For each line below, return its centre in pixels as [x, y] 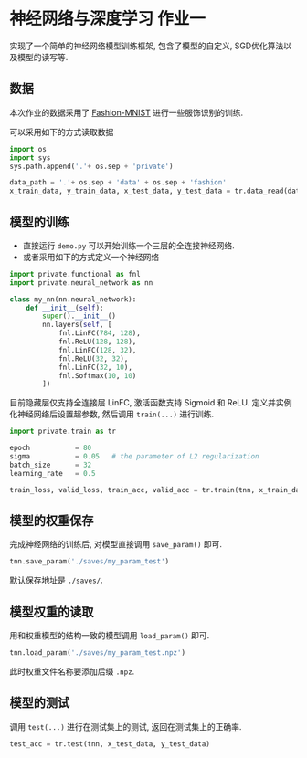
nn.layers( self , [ [77, 325]
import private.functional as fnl [75, 274]
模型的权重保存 [52, 520]
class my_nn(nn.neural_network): [73, 299]
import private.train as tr [63, 432]
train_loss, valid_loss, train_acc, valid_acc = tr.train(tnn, [132, 490]
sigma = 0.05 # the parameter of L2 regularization [134, 457]
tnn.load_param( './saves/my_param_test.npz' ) [97, 653]
